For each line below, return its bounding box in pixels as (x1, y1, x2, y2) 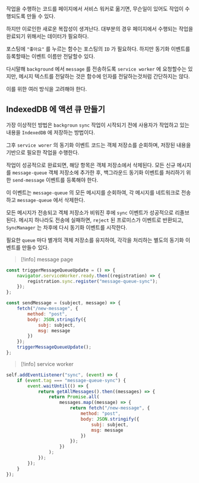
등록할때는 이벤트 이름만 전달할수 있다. (6, 53, 95, 59)
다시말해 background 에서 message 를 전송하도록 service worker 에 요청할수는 (6, 65, 187, 72)
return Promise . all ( (48, 394, 100, 400)
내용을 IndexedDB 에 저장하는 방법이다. (6, 128, 95, 135)
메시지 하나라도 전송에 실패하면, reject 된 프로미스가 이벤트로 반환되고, (18, 216, 184, 223)
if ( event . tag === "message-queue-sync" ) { (17, 377, 127, 383)
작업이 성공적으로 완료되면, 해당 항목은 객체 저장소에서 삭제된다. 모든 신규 (6, 161, 176, 168)
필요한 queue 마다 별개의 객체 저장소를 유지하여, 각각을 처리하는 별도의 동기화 (6, 236, 184, 244)
